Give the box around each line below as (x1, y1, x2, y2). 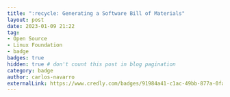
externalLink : (7, 80, 48, 87)
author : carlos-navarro (7, 73, 75, 81)
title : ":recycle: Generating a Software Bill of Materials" (7, 10, 186, 17)
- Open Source (7, 36, 48, 42)
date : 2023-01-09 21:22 (7, 23, 75, 29)
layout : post (7, 16, 44, 23)
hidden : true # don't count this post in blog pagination (7, 61, 176, 68)
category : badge (7, 67, 53, 74)
